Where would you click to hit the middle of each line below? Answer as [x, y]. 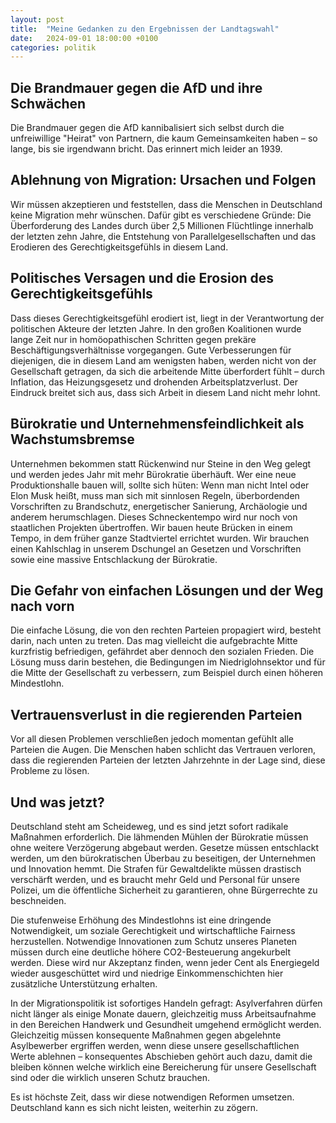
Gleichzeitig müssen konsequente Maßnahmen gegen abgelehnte [146, 1035]
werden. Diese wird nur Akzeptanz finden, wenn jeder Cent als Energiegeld [165, 962]
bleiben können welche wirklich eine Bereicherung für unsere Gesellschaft [163, 1067]
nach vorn [42, 606]
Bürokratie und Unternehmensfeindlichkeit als [157, 424]
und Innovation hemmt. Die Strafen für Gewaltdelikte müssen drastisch [156, 868]
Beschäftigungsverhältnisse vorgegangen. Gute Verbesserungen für [151, 350]
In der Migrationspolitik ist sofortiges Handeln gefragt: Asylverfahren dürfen [166, 1003]
